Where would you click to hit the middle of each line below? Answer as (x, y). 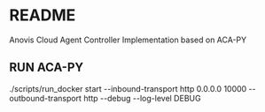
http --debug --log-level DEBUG (142, 98)
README (43, 15)
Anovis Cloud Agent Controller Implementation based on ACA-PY (128, 40)
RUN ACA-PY (47, 67)
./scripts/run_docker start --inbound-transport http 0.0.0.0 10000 (128, 88)
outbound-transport (46, 98)
